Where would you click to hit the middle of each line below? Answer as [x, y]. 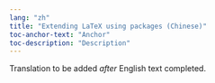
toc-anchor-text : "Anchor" [60, 34]
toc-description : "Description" [70, 43]
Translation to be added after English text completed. [108, 69]
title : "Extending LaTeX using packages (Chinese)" [108, 26]
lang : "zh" [30, 18]
